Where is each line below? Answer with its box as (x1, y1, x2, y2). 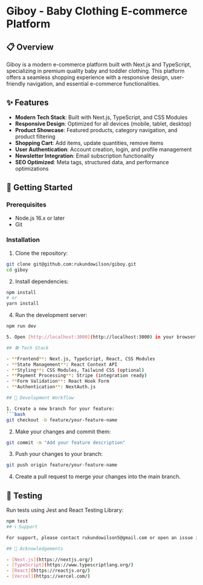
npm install (6, 289, 36, 295)
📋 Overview (6, 42, 54, 52)
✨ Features (6, 98, 49, 108)
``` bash (6, 411, 26, 417)
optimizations (14, 165, 50, 172)
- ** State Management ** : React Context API (6, 361, 118, 368)
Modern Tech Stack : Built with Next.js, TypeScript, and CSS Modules (14, 113, 188, 121)
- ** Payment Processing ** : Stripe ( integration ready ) (6, 372, 147, 379)
